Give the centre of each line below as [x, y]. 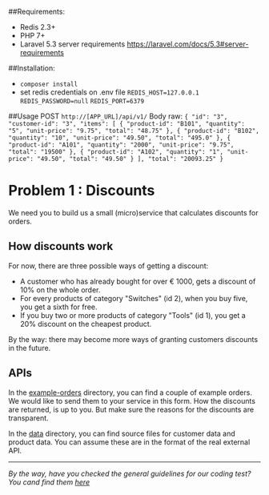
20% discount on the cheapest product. [86, 324]
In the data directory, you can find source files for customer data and [122, 433]
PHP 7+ [32, 36]
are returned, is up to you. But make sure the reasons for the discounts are [131, 409]
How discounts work [61, 246]
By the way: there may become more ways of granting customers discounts [133, 339]
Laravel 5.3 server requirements [72, 44]
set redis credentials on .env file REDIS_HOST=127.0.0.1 [110, 92]
